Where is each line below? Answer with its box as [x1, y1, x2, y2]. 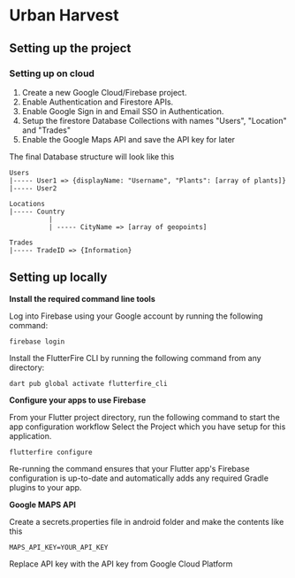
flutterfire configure [9, 448, 93, 457]
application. [9, 430, 52, 441]
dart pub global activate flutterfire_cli [9, 379, 168, 388]
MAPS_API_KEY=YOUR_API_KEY [9, 543, 109, 551]
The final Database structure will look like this [9, 151, 175, 162]
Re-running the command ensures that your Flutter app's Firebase [9, 463, 250, 474]
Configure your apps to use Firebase [9, 395, 147, 405]
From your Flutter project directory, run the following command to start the [9, 412, 280, 422]
